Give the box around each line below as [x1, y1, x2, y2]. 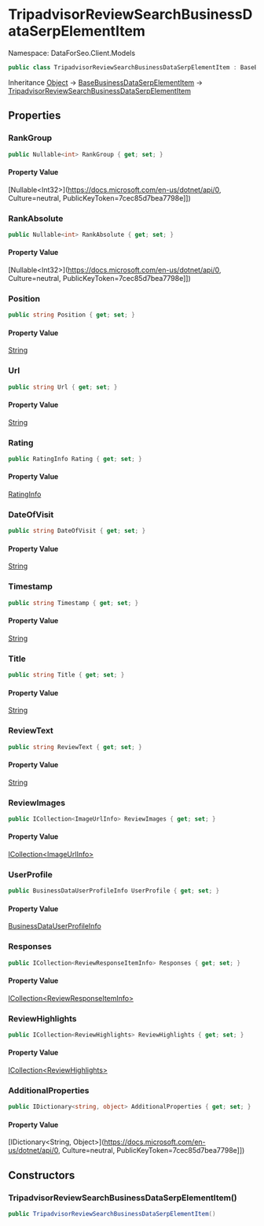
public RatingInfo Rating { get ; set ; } [8, 455, 143, 463]
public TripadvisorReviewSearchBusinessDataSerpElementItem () [8, 1210, 216, 1218]
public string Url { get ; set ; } [8, 383, 118, 391]
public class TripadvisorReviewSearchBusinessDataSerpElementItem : [8, 63, 237, 72]
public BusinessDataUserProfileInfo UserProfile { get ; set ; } [8, 887, 220, 895]
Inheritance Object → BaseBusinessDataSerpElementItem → [8, 77, 203, 87]
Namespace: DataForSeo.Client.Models [8, 48, 136, 57]
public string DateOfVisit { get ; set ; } [8, 527, 146, 535]
